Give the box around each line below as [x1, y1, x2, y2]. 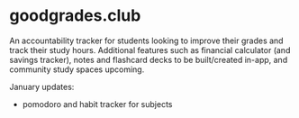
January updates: [9, 81, 75, 92]
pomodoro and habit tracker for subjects [22, 98, 173, 109]
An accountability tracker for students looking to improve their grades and [9, 35, 284, 46]
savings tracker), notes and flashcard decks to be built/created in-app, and [9, 54, 288, 65]
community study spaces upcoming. [9, 64, 145, 75]
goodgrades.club [9, 5, 141, 26]
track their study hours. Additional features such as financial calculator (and [9, 44, 291, 55]
